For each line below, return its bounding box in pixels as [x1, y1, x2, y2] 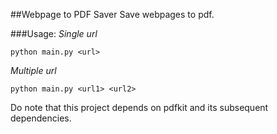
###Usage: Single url [10, 28, 98, 39]
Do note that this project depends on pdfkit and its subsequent [10, 102, 269, 113]
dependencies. [10, 112, 72, 124]
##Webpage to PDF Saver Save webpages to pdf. [10, 9, 215, 20]
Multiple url [10, 65, 57, 76]
